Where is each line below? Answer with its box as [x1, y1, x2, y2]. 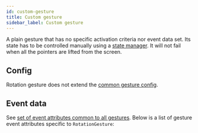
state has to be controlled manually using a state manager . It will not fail [6, 42, 181, 49]
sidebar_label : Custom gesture [6, 20, 84, 25]
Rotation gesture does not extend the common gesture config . [6, 81, 158, 89]
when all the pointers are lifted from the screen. [6, 48, 122, 56]
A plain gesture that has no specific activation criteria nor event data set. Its [6, 36, 191, 43]
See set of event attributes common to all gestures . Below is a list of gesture [6, 114, 193, 121]
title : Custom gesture [6, 14, 62, 20]
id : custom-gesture [6, 8, 55, 15]
